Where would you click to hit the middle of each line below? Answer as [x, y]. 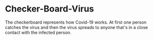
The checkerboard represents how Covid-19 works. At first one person [76, 22]
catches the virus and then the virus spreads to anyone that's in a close [76, 27]
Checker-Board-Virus [50, 9]
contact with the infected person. [38, 32]
